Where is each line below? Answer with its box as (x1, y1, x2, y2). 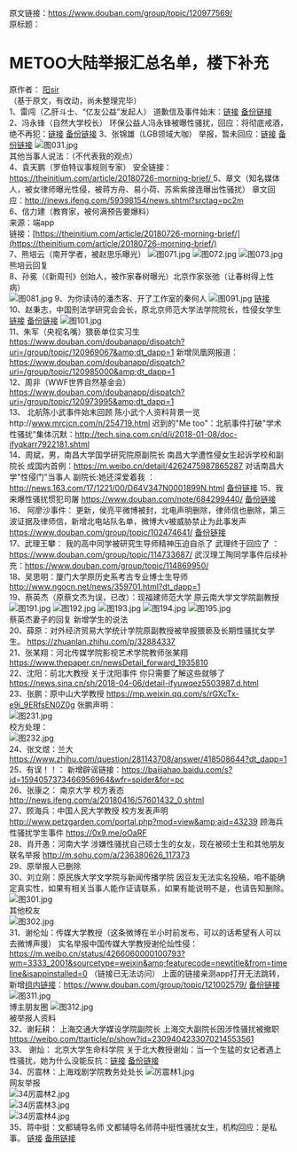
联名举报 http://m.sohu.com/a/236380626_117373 (9, 850, 191, 860)
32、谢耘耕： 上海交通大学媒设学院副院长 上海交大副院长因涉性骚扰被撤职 (9, 1023, 280, 1034)
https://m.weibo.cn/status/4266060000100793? (9, 948, 186, 959)
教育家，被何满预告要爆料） (52, 206, 154, 216)
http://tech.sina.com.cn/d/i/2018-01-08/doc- (74, 428, 238, 439)
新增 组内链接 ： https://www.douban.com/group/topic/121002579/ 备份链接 (9, 979, 281, 990)
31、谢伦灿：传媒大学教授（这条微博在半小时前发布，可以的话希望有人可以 (9, 927, 282, 937)
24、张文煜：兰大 (9, 743, 74, 754)
